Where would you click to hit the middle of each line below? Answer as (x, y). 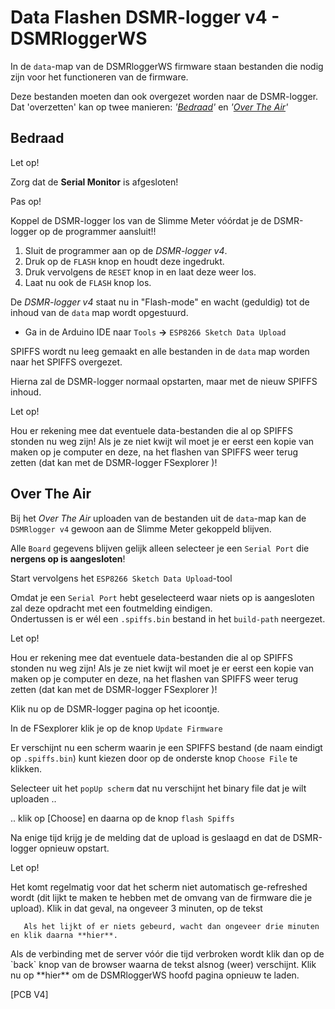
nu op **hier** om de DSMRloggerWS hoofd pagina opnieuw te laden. (155, 975)
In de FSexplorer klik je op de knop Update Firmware (116, 728)
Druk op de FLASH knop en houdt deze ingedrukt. (124, 261)
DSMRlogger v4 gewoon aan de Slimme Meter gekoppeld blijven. (141, 528)
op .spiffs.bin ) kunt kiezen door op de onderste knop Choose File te (154, 758)
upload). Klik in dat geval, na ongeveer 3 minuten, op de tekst (136, 908)
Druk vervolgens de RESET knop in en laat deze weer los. (140, 272)
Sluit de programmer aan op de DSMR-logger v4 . (126, 250)
